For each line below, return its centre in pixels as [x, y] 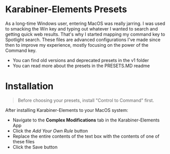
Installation [29, 86]
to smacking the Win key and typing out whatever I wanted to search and [82, 28]
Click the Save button [35, 147]
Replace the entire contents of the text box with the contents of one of [86, 136]
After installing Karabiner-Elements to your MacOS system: [67, 110]
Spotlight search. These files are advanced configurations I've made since [83, 40]
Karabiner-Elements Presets [66, 9]
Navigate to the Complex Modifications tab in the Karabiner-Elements [86, 120]
